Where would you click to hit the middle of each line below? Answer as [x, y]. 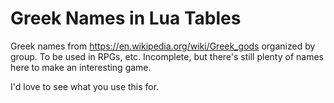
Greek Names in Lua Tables [126, 18]
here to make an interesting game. [81, 67]
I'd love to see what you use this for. [85, 86]
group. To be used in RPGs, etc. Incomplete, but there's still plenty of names [167, 56]
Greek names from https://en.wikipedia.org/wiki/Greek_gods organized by [163, 46]
